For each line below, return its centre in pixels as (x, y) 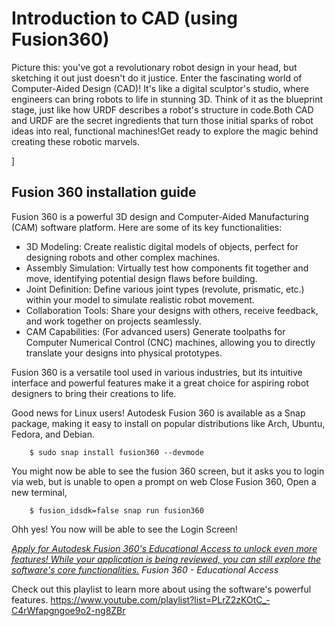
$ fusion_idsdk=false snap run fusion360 (116, 510)
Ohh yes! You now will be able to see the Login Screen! (124, 529)
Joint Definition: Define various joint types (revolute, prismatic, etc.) (165, 289)
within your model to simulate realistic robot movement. (140, 299)
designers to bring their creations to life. (94, 393)
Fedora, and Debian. (53, 434)
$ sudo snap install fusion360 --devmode (116, 452)
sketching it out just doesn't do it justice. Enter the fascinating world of (157, 78)
